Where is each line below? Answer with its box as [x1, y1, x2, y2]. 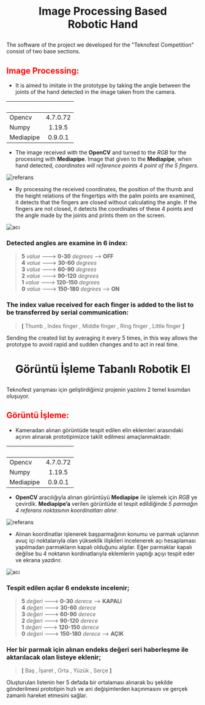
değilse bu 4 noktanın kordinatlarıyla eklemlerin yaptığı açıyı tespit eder [15, 550, 195, 557]
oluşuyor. [6, 392, 30, 400]
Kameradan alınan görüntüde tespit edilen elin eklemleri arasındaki [15, 426, 184, 433]
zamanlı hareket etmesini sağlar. [6, 692, 88, 699]
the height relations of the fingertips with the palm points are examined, [15, 192, 196, 199]
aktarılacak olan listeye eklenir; [6, 653, 102, 661]
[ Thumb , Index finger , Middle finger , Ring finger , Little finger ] [21, 322, 185, 329]
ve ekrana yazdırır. [15, 556, 62, 563]
